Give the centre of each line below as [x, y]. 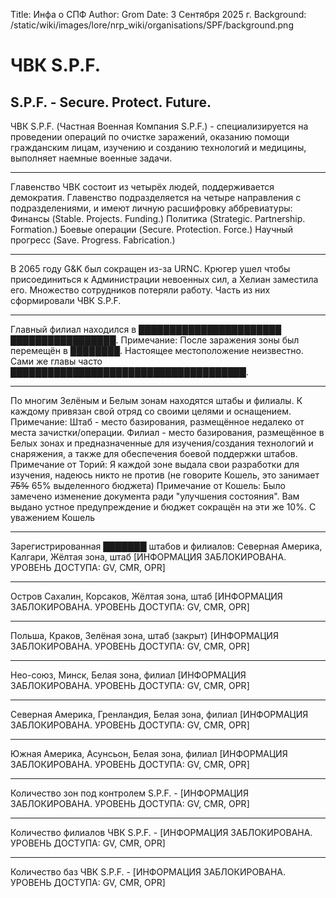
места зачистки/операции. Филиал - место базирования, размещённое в [167, 432]
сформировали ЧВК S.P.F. [66, 300]
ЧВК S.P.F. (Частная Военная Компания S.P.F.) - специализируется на [159, 126]
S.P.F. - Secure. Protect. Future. [111, 102]
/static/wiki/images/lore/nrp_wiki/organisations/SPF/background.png [152, 25]
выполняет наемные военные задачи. [91, 158]
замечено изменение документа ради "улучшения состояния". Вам [155, 496]
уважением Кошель [53, 517]
